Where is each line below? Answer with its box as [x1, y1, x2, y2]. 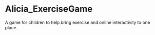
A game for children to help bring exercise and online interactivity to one [5, 19, 150, 25]
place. [5, 24, 18, 30]
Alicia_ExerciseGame [5, 3, 93, 15]
